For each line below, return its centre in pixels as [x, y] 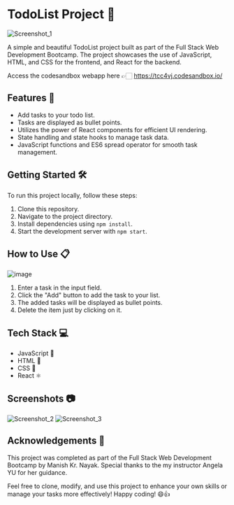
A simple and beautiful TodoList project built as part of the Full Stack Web [113, 47]
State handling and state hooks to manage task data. [93, 137]
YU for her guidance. [37, 472]
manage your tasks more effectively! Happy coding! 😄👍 [89, 494]
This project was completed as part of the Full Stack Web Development [109, 457]
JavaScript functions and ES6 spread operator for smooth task [107, 144]
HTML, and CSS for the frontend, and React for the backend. [94, 62]
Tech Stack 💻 [38, 333]
